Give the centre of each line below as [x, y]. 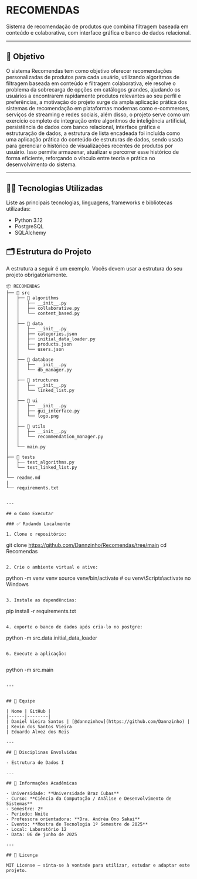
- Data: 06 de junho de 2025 [42, 835]
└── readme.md [23, 478]
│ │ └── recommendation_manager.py [55, 437]
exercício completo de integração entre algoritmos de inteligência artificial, [96, 120]
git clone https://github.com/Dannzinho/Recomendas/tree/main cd [86, 545]
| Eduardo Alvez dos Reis [38, 732]
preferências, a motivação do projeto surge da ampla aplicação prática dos [97, 102]
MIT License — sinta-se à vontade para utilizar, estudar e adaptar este [98, 866]
